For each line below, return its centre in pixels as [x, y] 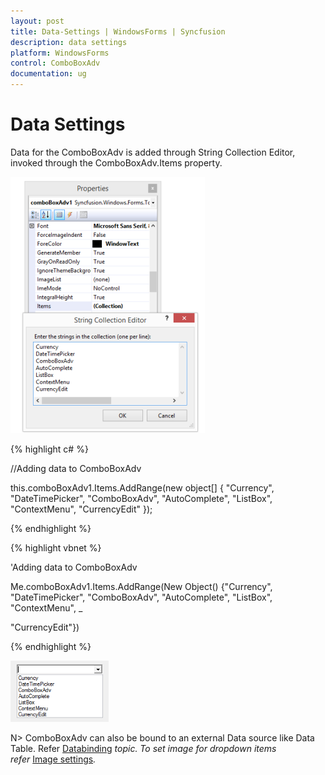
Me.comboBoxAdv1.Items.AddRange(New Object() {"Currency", [141, 586]
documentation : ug [48, 74]
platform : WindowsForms [60, 53]
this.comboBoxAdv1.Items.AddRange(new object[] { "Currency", [142, 487]
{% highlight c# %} [49, 449]
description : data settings [69, 42]
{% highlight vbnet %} [56, 547]
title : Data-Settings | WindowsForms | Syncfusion [118, 31]
